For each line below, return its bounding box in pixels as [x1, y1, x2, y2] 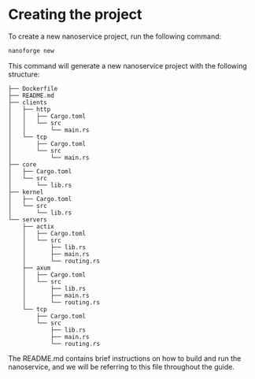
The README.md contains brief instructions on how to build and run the [8, 353, 242, 363]
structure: [8, 69, 40, 79]
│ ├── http [8, 105, 51, 113]
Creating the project [8, 6, 142, 24]
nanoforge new [8, 46, 55, 54]
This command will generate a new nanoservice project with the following [8, 61, 248, 70]
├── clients [8, 98, 47, 106]
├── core [8, 160, 37, 169]
